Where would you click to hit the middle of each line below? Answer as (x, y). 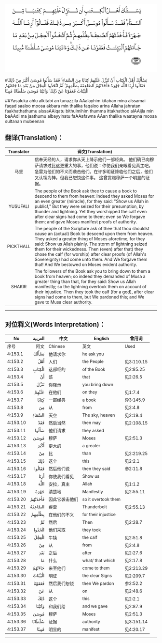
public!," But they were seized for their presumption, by (89, 206)
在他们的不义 (61, 515)
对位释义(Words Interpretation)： (55, 324)
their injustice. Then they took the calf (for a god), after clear (94, 292)
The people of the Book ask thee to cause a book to (86, 191)
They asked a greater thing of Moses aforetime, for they (90, 238)
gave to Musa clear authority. (63, 302)
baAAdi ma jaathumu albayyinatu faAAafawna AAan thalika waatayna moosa (81, 116)
